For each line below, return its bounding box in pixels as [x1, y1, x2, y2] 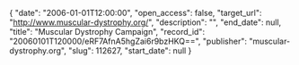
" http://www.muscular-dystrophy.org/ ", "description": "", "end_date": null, [9, 17, 282, 28]
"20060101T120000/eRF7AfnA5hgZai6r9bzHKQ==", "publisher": [9, 36, 247, 46]
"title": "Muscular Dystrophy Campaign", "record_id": [9, 27, 205, 37]
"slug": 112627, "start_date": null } [68, 45, 192, 56]
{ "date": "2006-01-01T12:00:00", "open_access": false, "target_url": [9, 8, 262, 18]
